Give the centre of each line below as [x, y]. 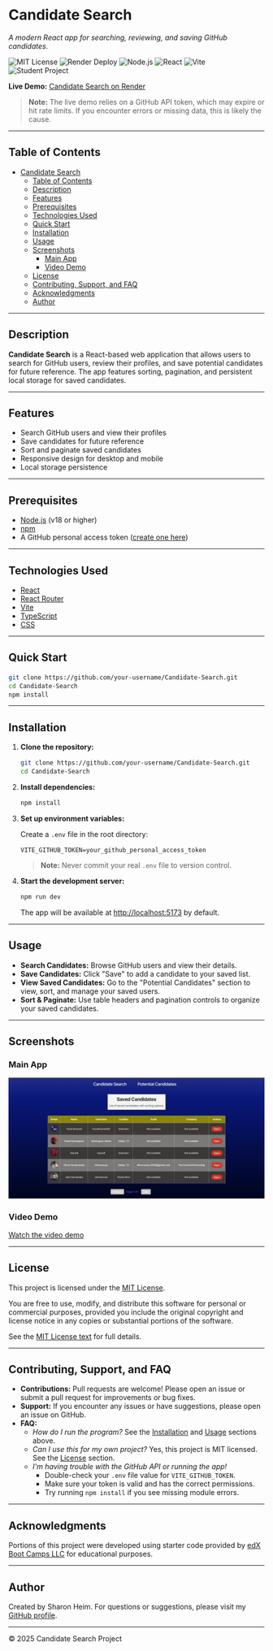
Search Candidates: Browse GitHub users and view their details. [128, 965]
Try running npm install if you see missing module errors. [142, 1493]
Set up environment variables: [72, 818]
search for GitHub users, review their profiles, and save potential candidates [136, 362]
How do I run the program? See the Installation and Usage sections [145, 1432]
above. [43, 1441]
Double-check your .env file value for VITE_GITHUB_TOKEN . [140, 1475]
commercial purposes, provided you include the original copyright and [126, 1312]
